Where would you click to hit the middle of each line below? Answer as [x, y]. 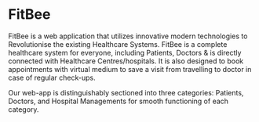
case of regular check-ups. [52, 77]
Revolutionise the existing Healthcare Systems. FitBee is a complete [118, 44]
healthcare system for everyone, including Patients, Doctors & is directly [125, 52]
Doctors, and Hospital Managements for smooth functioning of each [119, 101]
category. [24, 109]
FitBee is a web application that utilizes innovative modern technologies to [128, 36]
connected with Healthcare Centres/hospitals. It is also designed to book [126, 61]
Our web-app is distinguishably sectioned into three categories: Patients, [126, 92]
